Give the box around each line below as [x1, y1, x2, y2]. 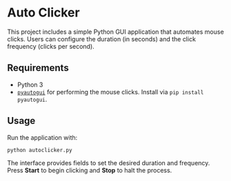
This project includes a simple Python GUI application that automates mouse [7, 28, 224, 36]
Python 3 [17, 81, 43, 89]
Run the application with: [7, 133, 78, 142]
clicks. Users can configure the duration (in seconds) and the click [7, 34, 197, 43]
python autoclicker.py [7, 147, 72, 153]
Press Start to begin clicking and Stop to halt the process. [7, 167, 172, 175]
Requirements [7, 62, 69, 74]
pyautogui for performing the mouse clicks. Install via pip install [17, 87, 204, 96]
